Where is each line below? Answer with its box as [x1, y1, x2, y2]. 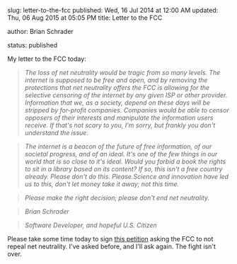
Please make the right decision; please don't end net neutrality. [24, 194, 210, 202]
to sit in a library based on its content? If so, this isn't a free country [24, 165, 223, 173]
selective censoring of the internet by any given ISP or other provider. [24, 91, 228, 99]
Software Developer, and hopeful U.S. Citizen [24, 221, 157, 229]
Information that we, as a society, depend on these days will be [24, 98, 211, 107]
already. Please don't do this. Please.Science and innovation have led [24, 173, 229, 180]
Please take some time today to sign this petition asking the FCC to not [7, 235, 214, 243]
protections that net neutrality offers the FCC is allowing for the [24, 84, 210, 91]
